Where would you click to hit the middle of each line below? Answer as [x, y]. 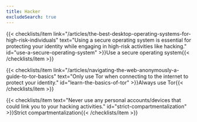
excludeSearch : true [31, 17]
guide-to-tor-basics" [31, 76]
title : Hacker [24, 11]
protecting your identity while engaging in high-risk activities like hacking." [96, 46]
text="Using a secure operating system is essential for [125, 40]
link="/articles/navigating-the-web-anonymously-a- [116, 70]
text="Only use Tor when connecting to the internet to [123, 76]
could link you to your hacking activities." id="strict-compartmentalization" [96, 106]
